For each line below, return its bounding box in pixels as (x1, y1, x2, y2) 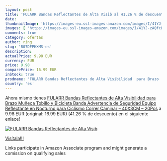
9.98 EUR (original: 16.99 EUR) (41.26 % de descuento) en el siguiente (5, 110, 149, 117)
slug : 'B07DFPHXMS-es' (5, 44, 52, 49)
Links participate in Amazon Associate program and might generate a (5, 145, 147, 151)
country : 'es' (5, 81, 35, 86)
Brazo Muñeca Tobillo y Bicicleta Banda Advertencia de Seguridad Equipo (5, 100, 157, 106)
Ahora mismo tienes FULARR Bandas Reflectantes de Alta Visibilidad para (5, 95, 156, 101)
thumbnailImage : (5, 21, 39, 26)
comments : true (5, 30, 37, 35)
